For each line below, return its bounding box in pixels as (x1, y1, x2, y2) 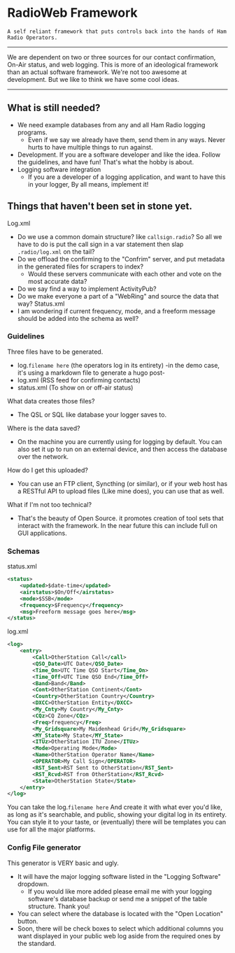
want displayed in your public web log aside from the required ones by (17, 931, 221, 940)
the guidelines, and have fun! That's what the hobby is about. (17, 157, 194, 166)
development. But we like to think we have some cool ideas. (7, 75, 180, 83)
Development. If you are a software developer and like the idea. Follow (17, 150, 221, 159)
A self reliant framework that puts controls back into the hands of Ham (7, 28, 227, 35)
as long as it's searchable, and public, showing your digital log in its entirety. (7, 810, 227, 819)
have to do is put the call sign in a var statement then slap (17, 240, 184, 248)
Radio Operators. (7, 34, 58, 41)
